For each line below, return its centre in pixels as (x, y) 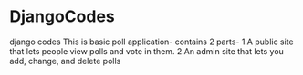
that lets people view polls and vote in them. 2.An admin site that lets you (147, 51)
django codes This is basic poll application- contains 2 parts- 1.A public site (151, 42)
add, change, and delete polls (65, 61)
